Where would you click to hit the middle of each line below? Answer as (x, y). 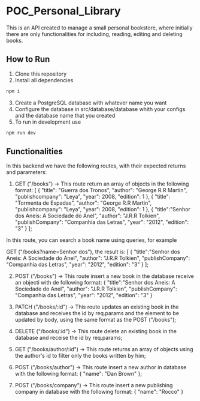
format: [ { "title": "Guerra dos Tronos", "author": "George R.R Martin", (101, 190)
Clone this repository (41, 74)
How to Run (28, 59)
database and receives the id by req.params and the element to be (97, 313)
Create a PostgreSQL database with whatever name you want (91, 103)
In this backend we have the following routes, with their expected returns (96, 166)
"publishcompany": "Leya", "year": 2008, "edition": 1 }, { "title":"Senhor (102, 210)
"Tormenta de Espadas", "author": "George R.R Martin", (83, 203)
